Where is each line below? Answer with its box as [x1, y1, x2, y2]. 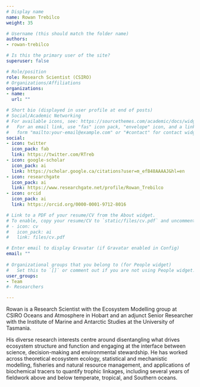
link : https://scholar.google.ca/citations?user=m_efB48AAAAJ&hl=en [11, 168, 185, 174]
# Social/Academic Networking [6, 113, 82, 119]
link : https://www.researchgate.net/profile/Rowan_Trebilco [11, 185, 164, 191]
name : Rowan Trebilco [6, 14, 60, 20]
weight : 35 [6, 20, 33, 26]
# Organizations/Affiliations [6, 80, 82, 86]
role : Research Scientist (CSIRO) [6, 74, 92, 81]
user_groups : [6, 273, 39, 279]
